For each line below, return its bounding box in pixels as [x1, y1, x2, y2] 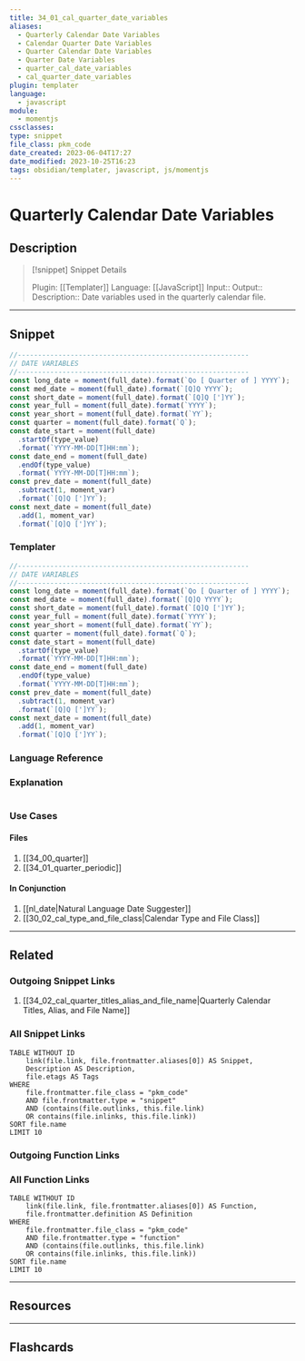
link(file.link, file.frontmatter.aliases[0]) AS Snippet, [25, 1056, 254, 1065]
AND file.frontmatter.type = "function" [25, 1233, 181, 1242]
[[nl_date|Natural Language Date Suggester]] [22, 902, 192, 913]
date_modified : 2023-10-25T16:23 [9, 156, 136, 166]
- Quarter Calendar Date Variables [17, 47, 152, 56]
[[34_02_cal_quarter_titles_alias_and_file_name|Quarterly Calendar [22, 995, 271, 1006]
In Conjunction [9, 883, 66, 894]
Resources [9, 1298, 72, 1314]
